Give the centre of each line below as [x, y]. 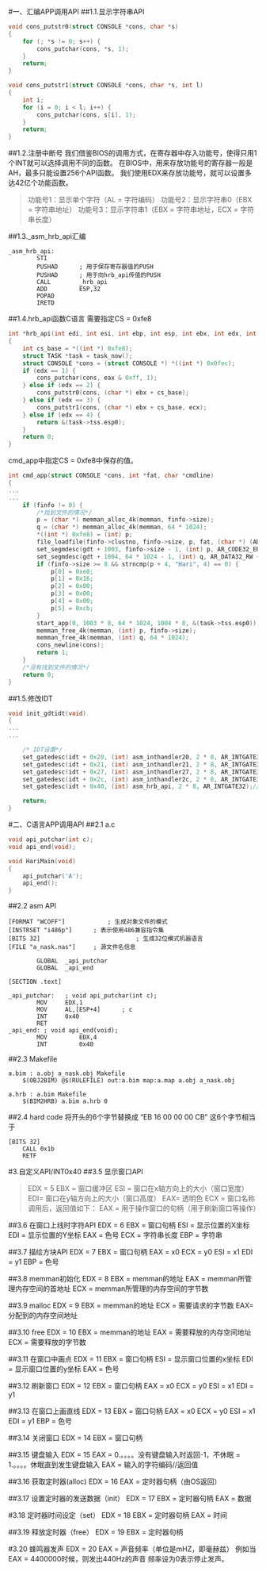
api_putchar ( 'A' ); [53, 876]
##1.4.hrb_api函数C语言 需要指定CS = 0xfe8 [80, 319]
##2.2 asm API [32, 906]
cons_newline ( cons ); [70, 645]
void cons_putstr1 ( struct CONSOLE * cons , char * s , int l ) [106, 86]
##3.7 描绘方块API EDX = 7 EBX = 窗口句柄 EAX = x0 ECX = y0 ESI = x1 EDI [131, 1252]
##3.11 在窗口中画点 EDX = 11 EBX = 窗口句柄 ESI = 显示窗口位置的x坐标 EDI [131, 1359]
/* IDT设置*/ [43, 750]
